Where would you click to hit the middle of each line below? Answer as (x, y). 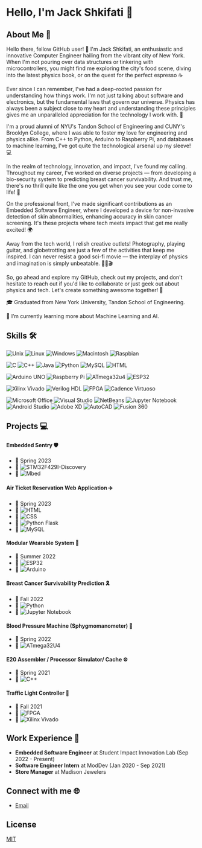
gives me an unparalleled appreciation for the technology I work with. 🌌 (95, 115)
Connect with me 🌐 (43, 791)
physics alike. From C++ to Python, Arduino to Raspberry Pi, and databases (100, 139)
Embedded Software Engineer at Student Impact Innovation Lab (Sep (102, 753)
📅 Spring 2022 (33, 639)
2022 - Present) (35, 759)
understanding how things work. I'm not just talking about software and (95, 95)
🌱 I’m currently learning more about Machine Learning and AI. (83, 316)
